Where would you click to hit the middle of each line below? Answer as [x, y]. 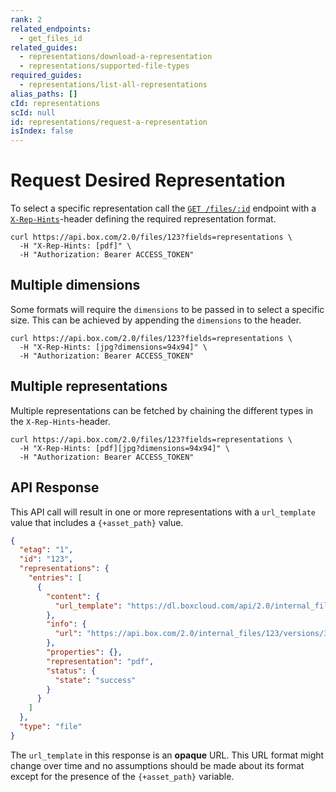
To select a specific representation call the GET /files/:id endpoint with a [163, 208]
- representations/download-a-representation [116, 57]
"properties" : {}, [84, 652]
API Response [55, 487]
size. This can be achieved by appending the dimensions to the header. [156, 320]
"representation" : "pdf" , [100, 661]
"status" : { [71, 671]
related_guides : [44, 47]
